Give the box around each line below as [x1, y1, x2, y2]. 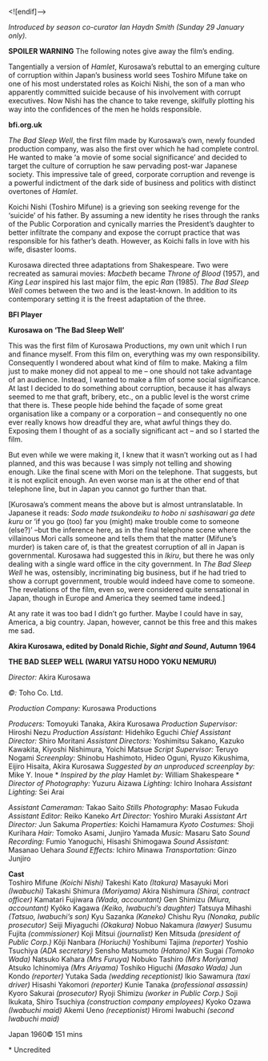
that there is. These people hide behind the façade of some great [8, 401, 223, 409]
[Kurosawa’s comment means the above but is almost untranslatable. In [8, 500, 243, 509]
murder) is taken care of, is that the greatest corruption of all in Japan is [8, 543, 246, 551]
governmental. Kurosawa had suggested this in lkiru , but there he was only [8, 551, 254, 560]
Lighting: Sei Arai [8, 787, 65, 797]
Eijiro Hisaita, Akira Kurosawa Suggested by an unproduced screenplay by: [8, 761, 255, 771]
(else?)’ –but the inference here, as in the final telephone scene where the [8, 525, 251, 535]
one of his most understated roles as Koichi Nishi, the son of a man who [8, 79, 246, 88]
